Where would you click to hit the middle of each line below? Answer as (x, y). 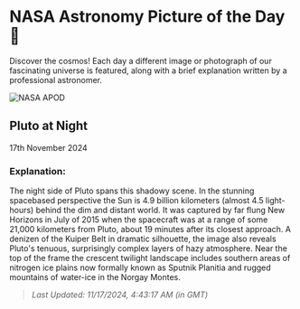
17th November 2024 (48, 147)
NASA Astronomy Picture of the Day (147, 17)
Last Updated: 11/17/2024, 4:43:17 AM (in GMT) (120, 295)
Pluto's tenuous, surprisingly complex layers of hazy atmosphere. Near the (148, 248)
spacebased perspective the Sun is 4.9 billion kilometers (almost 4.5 (136, 201)
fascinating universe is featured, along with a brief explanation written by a (148, 70)
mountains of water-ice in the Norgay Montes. (95, 277)
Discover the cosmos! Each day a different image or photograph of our (141, 61)
